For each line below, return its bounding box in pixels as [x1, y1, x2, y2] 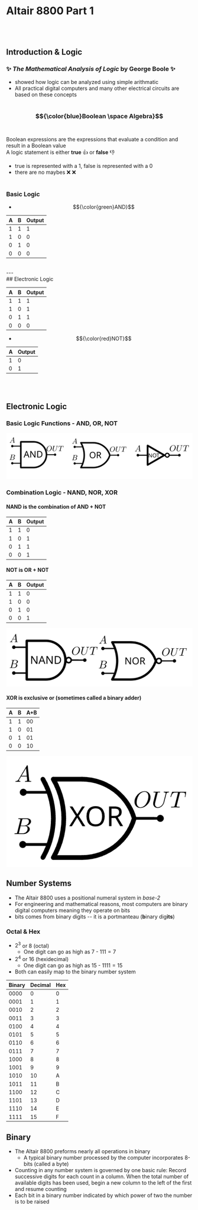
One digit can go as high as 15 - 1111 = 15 [23, 962, 123, 969]
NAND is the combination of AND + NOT [6, 503, 106, 510]
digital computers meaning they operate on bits [14, 907, 130, 914]
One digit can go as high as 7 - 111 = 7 [23, 948, 116, 956]
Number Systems [6, 878, 72, 888]
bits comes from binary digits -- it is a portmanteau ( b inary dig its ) [14, 913, 176, 920]
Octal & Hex [6, 927, 41, 936]
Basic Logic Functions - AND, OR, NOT [6, 419, 118, 428]
